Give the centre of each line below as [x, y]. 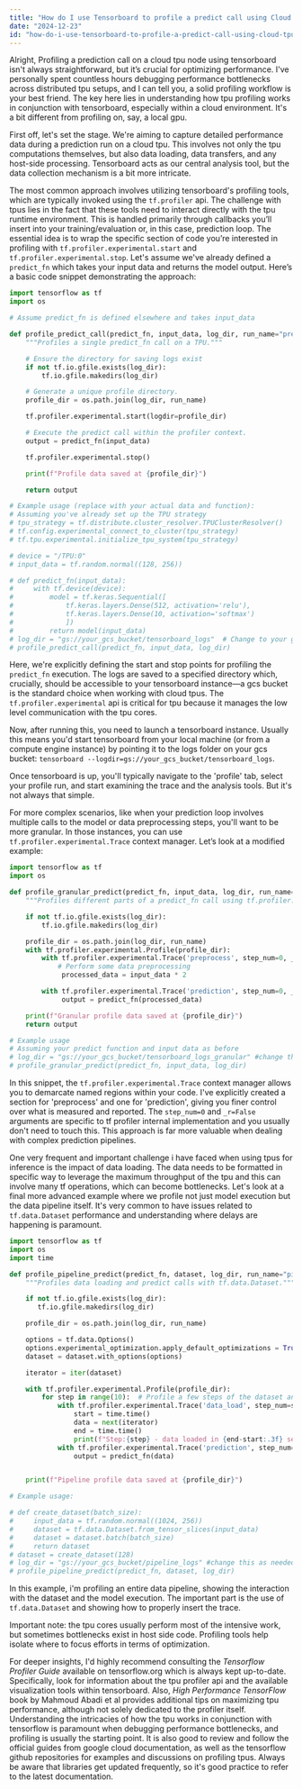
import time [31, 1258]
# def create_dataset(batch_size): [76, 1513]
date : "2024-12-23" [46, 26]
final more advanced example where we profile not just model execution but [150, 1196]
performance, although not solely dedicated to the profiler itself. [128, 1710]
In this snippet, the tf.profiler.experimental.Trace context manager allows [151, 1083]
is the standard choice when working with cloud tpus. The [117, 694]
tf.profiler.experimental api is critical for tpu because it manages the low [148, 703]
